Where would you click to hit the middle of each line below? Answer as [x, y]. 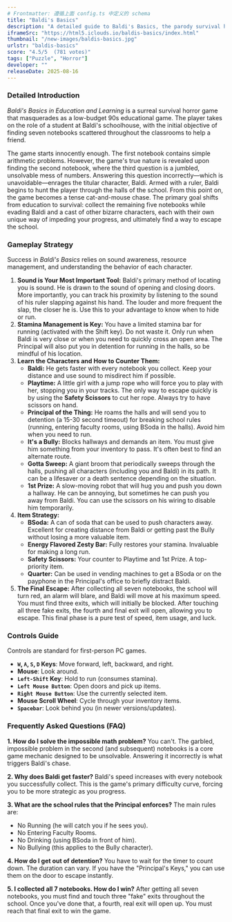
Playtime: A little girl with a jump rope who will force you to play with [125, 383]
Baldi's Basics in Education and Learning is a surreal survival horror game [113, 111]
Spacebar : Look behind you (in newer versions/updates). [97, 708]
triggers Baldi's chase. [39, 763]
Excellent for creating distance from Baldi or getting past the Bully [121, 530]
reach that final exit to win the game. [59, 911]
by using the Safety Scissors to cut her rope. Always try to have [119, 398]
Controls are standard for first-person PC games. [77, 651]
